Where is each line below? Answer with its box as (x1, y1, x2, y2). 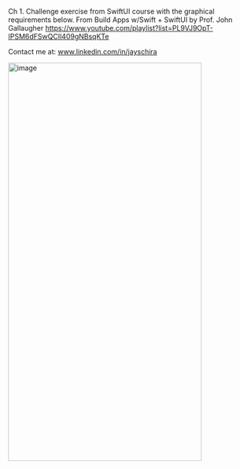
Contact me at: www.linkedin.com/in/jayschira (8, 47, 157, 56)
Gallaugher (8, 24, 44, 32)
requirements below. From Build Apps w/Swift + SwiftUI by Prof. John (8, 15, 233, 24)
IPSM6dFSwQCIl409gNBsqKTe (8, 31, 109, 41)
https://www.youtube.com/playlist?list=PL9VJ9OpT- (45, 24, 214, 32)
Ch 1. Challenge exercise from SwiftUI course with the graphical (8, 7, 215, 16)
